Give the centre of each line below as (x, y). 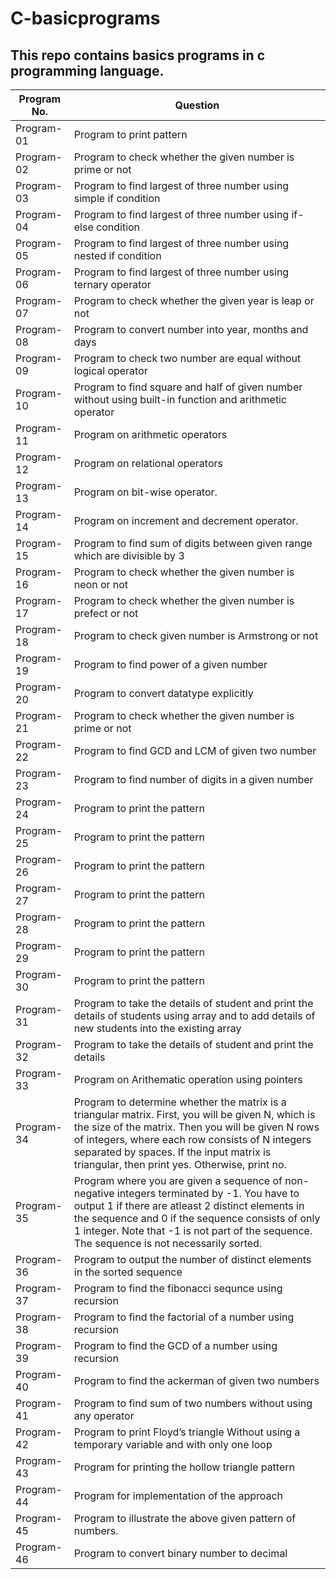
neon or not (101, 584)
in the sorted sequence (128, 1272)
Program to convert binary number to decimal (180, 1553)
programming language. (87, 70)
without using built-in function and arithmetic (180, 399)
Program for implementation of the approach (178, 1495)
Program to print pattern (130, 134)
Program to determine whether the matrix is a (180, 1102)
